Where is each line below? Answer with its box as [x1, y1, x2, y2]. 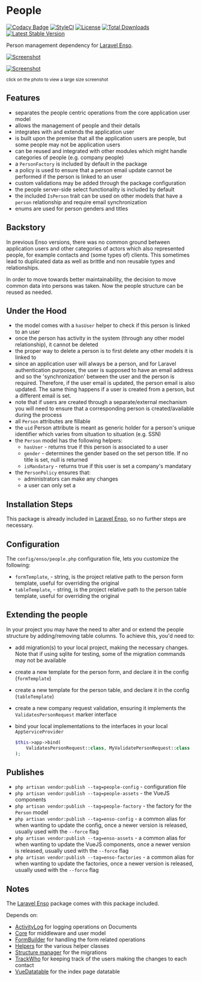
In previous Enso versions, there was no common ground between [6, 238, 170, 246]
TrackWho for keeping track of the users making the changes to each [14, 955, 187, 962]
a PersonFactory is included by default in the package [14, 160, 148, 167]
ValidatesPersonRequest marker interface [14, 711, 117, 718]
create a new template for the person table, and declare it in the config [14, 686, 190, 693]
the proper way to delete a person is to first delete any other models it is [14, 347, 194, 355]
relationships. [6, 264, 40, 271]
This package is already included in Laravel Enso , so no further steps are [6, 515, 187, 523]
